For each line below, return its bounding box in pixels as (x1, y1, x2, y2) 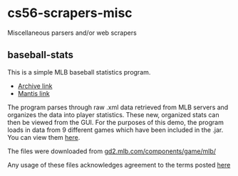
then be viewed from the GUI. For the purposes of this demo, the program (7, 118, 224, 126)
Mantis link (17, 89, 50, 97)
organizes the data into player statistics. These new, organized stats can (7, 110, 219, 119)
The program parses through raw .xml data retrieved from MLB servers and (7, 103, 229, 111)
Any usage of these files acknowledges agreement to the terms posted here (7, 160, 231, 169)
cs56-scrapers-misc (7, 5, 133, 21)
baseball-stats (7, 49, 73, 61)
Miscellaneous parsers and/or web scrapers (7, 28, 137, 37)
